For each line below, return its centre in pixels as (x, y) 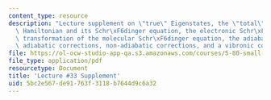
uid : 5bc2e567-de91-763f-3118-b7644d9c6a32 (83, 83)
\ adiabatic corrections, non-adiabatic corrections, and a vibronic (135, 46)
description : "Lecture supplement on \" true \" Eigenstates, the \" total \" (137, 23)
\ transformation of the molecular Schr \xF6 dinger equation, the (128, 38)
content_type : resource (48, 16)
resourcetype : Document (48, 69)
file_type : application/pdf (56, 61)
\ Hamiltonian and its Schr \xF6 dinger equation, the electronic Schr (135, 31)
